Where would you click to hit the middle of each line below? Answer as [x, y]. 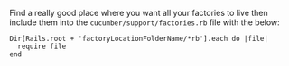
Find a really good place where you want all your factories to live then [139, 13]
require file [42, 46]
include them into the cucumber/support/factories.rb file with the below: [144, 22]
